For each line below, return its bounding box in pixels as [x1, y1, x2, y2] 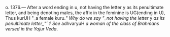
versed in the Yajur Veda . [5, 26, 58, 32]
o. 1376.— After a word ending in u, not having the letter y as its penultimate [5, 5, 164, 10]
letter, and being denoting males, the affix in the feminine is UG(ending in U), [5, 10, 165, 16]
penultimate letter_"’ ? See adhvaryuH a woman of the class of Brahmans [5, 20, 159, 26]
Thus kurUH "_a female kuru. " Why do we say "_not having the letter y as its [5, 15, 165, 21]
